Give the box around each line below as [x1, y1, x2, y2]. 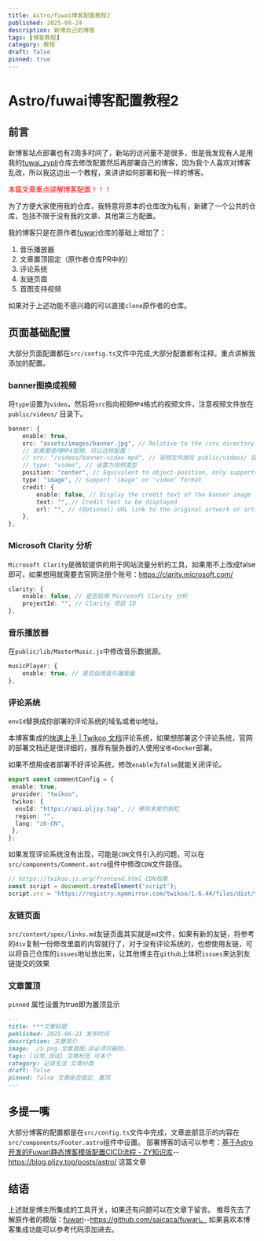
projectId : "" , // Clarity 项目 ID [22, 600, 137, 607]
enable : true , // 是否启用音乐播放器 [22, 670, 135, 678]
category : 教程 [8, 41, 56, 49]
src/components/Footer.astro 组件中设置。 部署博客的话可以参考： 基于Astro [8, 1137, 254, 1146]
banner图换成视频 [8, 380, 77, 391]
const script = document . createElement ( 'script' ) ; [8, 882, 178, 890]
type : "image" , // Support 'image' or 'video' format [22, 476, 202, 485]
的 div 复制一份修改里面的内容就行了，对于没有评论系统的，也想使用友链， [8, 939, 246, 949]
